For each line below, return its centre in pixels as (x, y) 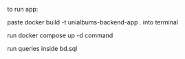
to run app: (23, 9)
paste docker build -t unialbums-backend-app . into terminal (93, 22)
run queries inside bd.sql (42, 48)
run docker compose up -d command (60, 35)
